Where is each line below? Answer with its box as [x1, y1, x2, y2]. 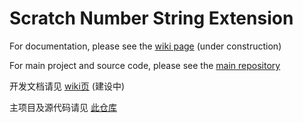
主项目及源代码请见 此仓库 [9, 101, 117, 113]
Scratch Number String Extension [9, 7, 294, 30]
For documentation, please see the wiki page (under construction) [9, 40, 282, 52]
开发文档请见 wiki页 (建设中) [9, 80, 126, 92]
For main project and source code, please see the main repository [9, 59, 281, 71]
